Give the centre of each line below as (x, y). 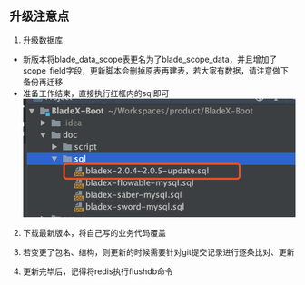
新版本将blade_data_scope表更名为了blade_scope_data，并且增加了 (150, 59)
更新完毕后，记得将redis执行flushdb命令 (98, 271)
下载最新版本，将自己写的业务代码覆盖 (94, 232)
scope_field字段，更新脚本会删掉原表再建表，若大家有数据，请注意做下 (155, 70)
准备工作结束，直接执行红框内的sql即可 (96, 93)
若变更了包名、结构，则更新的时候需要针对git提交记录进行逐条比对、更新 (158, 251)
